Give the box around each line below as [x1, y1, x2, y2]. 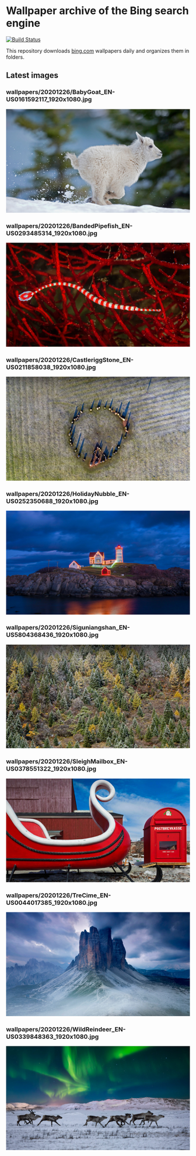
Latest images [6, 70, 59, 80]
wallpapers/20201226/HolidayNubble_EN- [6, 490, 130, 498]
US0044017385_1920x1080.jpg [6, 899, 97, 907]
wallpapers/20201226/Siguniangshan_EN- [6, 624, 130, 632]
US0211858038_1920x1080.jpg [6, 363, 96, 371]
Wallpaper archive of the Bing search [6, 4, 189, 18]
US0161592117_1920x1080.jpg [6, 95, 92, 104]
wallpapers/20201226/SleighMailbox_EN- [6, 757, 128, 765]
